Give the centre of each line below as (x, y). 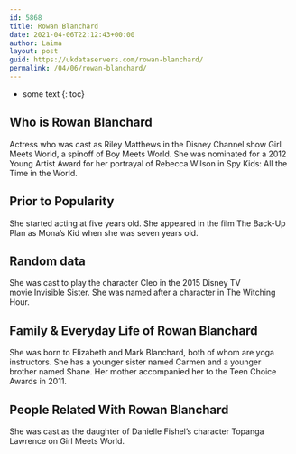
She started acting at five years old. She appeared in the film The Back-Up (148, 223)
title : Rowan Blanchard (54, 26)
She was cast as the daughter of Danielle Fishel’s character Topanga (137, 431)
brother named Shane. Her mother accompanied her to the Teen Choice (143, 372)
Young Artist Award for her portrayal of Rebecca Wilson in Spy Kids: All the (148, 163)
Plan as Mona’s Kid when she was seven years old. (104, 232)
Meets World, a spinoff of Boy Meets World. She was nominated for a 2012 (148, 154)
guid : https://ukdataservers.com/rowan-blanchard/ (106, 60)
